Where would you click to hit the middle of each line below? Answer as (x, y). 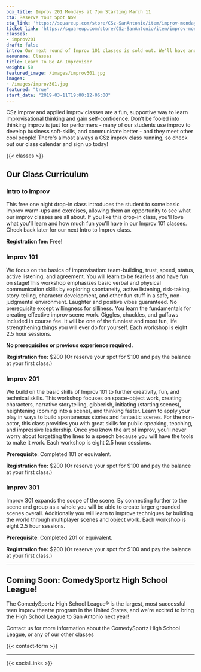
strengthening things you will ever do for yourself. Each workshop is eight (97, 327)
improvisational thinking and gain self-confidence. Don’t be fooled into (93, 118)
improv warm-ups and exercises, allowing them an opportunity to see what (99, 211)
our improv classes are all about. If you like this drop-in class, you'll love (95, 217)
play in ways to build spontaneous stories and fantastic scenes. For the (94, 417)
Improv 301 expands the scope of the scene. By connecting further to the (97, 501)
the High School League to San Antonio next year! (68, 616)
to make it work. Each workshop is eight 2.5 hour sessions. (79, 443)
